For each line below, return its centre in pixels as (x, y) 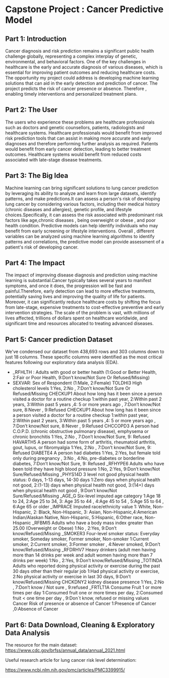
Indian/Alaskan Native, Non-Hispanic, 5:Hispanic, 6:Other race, (78, 517)
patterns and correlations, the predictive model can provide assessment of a (84, 242)
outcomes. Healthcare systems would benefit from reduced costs (73, 154)
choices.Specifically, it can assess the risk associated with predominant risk (84, 215)
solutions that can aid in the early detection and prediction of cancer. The (81, 83)
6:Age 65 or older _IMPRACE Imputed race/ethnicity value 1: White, (82, 507)
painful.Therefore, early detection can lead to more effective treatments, (80, 291)
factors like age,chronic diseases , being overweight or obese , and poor (80, 220)
